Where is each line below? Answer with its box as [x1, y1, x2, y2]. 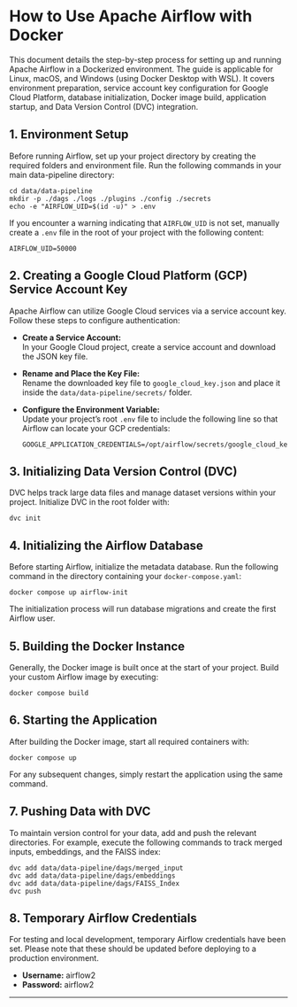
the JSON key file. [21, 351, 88, 361]
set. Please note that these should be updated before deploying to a [9, 943, 256, 954]
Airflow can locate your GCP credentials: [21, 422, 171, 433]
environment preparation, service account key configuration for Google [9, 82, 269, 93]
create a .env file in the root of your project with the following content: [9, 227, 264, 237]
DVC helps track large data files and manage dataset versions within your [9, 487, 277, 498]
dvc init [9, 514, 42, 523]
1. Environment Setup [9, 127, 129, 143]
